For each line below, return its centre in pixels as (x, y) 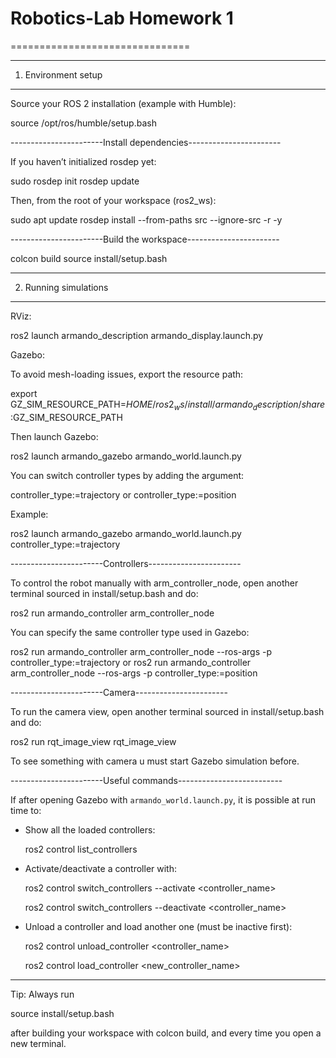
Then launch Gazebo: (54, 436)
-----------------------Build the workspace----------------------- (145, 239)
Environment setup (63, 74)
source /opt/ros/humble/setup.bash (83, 123)
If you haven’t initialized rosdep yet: (83, 161)
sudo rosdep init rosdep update (75, 181)
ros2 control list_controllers (81, 849)
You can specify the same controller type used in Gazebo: (130, 632)
